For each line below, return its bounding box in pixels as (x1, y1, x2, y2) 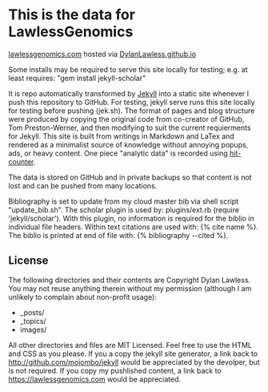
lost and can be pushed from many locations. (8, 180, 158, 190)
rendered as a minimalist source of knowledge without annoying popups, (8, 139, 249, 149)
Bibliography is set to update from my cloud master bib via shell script (8, 196, 238, 206)
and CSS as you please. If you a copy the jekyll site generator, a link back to (8, 349, 258, 358)
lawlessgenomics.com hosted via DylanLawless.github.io (8, 49, 197, 59)
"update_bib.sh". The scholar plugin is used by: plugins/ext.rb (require (8, 204, 240, 214)
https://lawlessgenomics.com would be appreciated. (8, 374, 182, 384)
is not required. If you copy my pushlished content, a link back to (8, 366, 222, 375)
